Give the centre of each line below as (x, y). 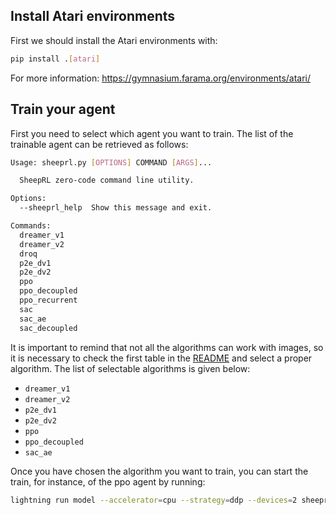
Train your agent (63, 109)
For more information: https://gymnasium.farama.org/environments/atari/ (161, 78)
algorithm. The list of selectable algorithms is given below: (130, 368)
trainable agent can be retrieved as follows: (99, 144)
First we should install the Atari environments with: (114, 40)
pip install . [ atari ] (55, 59)
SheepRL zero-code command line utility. (107, 180)
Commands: (31, 226)
